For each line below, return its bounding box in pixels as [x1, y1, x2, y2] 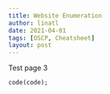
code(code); [8, 79, 48, 87]
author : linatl [8, 19, 59, 27]
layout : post [8, 41, 52, 49]
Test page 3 [8, 63, 48, 72]
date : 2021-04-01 [8, 26, 67, 34]
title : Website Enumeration [8, 11, 103, 20]
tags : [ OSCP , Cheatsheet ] [8, 33, 95, 42]
